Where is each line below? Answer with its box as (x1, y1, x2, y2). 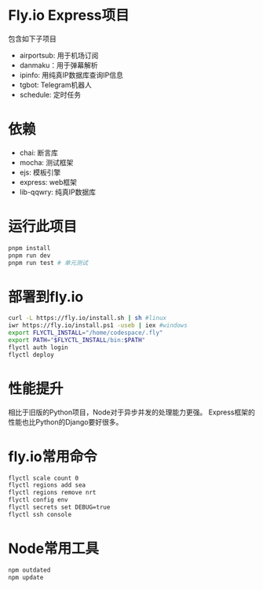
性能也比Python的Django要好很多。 (8, 417, 123, 426)
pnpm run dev (8, 252, 51, 260)
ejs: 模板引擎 (19, 167, 61, 177)
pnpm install (8, 244, 51, 252)
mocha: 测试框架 (19, 157, 74, 167)
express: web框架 (19, 177, 77, 186)
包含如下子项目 (8, 34, 57, 43)
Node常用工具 (8, 539, 100, 558)
